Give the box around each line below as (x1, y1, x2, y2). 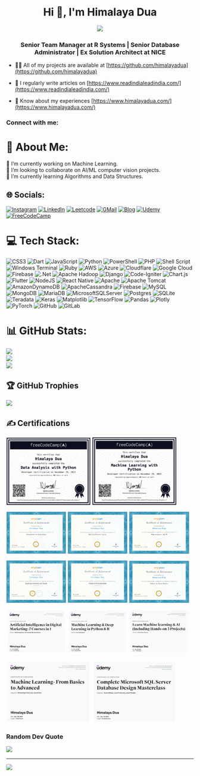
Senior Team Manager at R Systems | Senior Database (20, 40, 180, 49)
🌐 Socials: (6, 190, 45, 200)
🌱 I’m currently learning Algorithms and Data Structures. (6, 173, 143, 180)
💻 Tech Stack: (6, 234, 80, 248)
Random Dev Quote (6, 733, 64, 741)
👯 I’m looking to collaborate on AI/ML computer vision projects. (6, 167, 161, 174)
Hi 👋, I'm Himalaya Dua (43, 5, 157, 19)
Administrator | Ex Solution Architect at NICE (34, 48, 166, 56)
